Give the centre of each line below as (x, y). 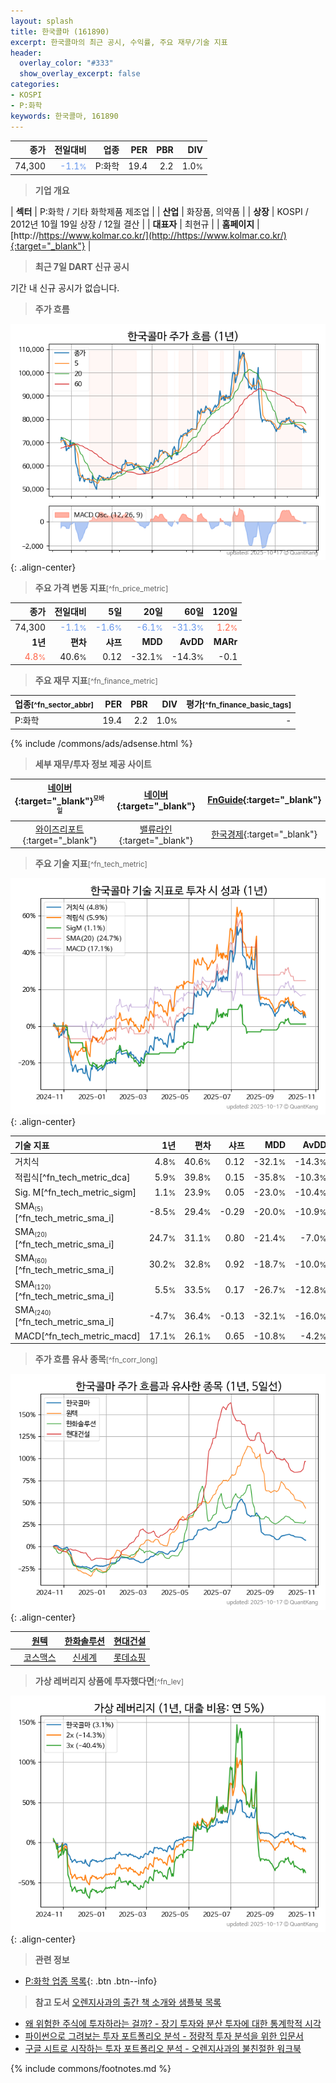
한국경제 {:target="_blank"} (264, 834)
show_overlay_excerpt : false (80, 74)
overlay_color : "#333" (66, 63)
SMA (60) (31, 1258)
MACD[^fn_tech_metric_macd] (77, 1336)
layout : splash (42, 21)
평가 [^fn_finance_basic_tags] (239, 704)
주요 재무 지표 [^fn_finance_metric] (96, 680)
